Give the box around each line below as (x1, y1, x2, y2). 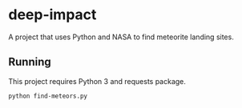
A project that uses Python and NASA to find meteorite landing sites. (8, 32, 234, 42)
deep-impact (8, 6, 97, 24)
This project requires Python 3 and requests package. (8, 76, 187, 86)
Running (8, 55, 52, 69)
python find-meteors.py (8, 92, 88, 100)
